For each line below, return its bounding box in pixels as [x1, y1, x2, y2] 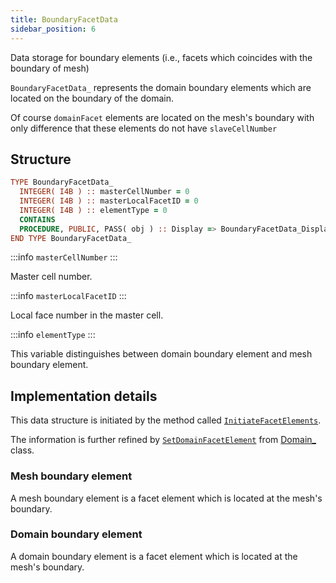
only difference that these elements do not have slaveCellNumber [10, 122, 278, 134]
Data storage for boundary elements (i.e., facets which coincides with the [10, 51, 313, 63]
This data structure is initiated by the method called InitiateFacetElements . [10, 414, 322, 426]
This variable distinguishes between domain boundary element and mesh [10, 348, 313, 360]
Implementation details [10, 387, 158, 405]
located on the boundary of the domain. [10, 92, 174, 104]
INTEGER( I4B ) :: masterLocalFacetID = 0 [19, 196, 199, 206]
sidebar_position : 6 [10, 24, 97, 34]
